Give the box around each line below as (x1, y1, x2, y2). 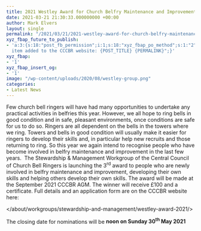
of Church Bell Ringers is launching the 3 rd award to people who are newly (6, 160, 190, 169)
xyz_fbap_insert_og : (6, 64, 58, 71)
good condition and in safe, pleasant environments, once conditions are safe (6, 116, 195, 123)
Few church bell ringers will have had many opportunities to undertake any (6, 103, 190, 110)
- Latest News (6, 87, 42, 93)
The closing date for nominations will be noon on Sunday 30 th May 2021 (6, 217, 186, 225)
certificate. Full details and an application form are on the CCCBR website (6, 187, 187, 194)
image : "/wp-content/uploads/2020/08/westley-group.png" (6, 76, 151, 82)
